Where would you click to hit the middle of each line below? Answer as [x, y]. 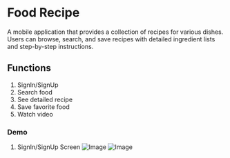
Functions [29, 68]
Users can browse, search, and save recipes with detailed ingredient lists [111, 39]
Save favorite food [44, 107]
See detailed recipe [45, 99]
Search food [35, 92]
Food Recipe [44, 13]
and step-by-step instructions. [50, 46]
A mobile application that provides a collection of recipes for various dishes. [115, 32]
